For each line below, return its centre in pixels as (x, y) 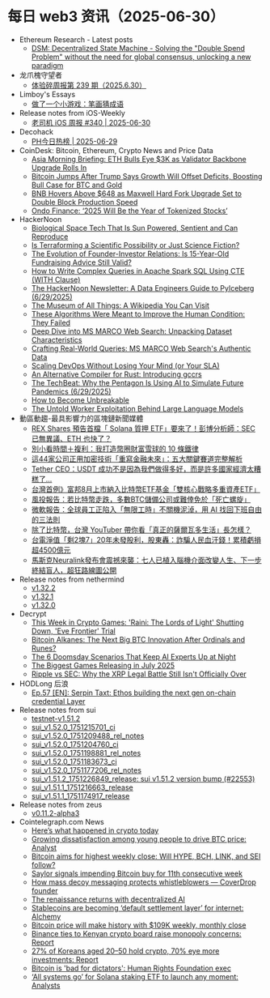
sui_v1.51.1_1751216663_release (82, 787)
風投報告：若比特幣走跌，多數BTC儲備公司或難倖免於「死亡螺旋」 (141, 499)
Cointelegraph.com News (61, 821)
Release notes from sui (57, 710)
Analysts (46, 985)
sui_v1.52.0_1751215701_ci (73, 727)
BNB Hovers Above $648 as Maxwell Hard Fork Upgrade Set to (136, 193)
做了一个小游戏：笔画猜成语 (78, 104)
